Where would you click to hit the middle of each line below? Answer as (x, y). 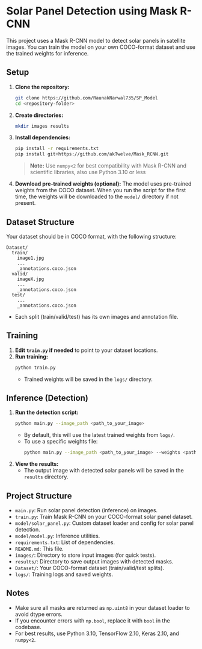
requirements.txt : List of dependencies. (65, 542)
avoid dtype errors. (39, 614)
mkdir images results (42, 126)
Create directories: (39, 115)
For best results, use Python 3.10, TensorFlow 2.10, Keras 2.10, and (97, 633)
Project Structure (39, 496)
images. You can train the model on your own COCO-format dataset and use (101, 47)
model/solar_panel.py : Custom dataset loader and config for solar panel (104, 523)
